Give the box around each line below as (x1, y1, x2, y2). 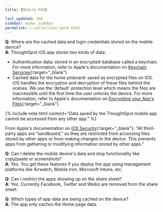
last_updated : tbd (5, 16, 43, 21)
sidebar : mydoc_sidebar (5, 21, 54, 26)
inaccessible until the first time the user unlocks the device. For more (12, 90, 153, 96)
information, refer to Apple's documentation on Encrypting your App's (12, 96, 154, 102)
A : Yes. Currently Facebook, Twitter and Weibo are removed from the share (5, 181, 158, 187)
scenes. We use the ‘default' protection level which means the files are (12, 85, 156, 91)
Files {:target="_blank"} (12, 101, 59, 107)
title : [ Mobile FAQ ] (5, 7, 48, 12)
